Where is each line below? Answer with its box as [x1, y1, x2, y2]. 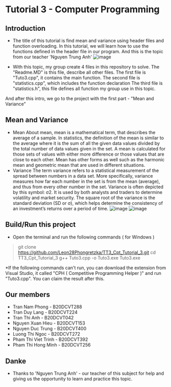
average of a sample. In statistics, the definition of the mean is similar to [12, 135, 164, 141]
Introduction [5, 24, 46, 33]
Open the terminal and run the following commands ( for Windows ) [12, 234, 155, 240]
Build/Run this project [5, 220, 76, 229]
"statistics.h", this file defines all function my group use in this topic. [12, 85, 156, 92]
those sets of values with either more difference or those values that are [12, 151, 164, 157]
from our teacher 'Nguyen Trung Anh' [12, 54, 92, 60]
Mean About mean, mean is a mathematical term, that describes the [12, 129, 156, 135]
